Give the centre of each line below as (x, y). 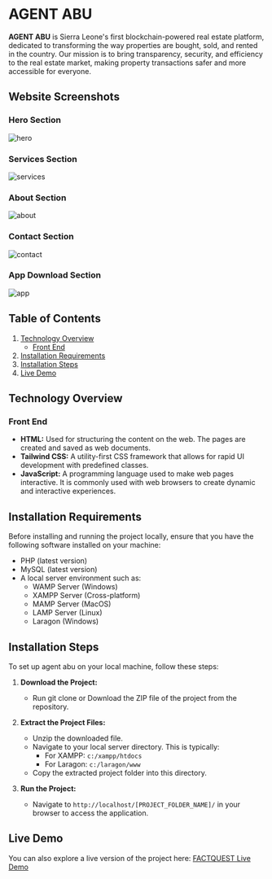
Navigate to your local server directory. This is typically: (126, 746)
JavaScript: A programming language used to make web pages (127, 474)
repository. (50, 706)
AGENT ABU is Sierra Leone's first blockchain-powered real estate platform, (136, 37)
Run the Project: (48, 788)
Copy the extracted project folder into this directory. (120, 772)
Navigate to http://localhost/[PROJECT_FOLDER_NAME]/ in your (136, 804)
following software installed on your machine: (85, 545)
